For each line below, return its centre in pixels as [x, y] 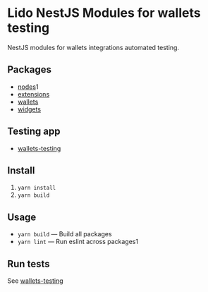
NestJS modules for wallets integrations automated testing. [93, 47]
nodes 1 [28, 87]
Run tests [29, 263]
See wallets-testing [35, 281]
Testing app [34, 132]
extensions [33, 94]
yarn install [37, 188]
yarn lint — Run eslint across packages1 [78, 242]
